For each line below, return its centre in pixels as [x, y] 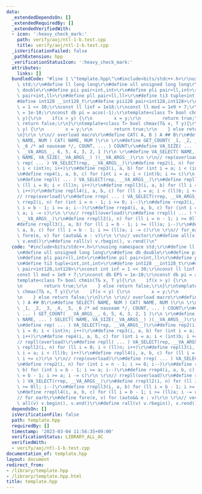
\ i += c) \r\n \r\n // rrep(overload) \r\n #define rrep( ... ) [95, 359]
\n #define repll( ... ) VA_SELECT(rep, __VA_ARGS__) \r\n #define [99, 180]
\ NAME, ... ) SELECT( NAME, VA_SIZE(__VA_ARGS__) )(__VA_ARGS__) [102, 320]
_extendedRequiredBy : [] [43, 23]
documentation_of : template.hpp [47, 454]
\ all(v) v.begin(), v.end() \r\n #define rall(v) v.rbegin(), [95, 404]
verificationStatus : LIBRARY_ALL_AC [57, 437]
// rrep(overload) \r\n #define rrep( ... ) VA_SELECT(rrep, [93, 196]
